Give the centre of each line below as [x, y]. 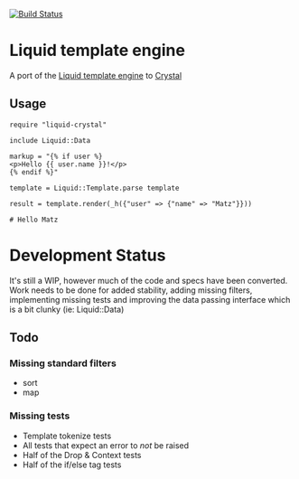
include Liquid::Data [50, 140]
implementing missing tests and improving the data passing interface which [150, 299]
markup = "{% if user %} [56, 156]
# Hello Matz [34, 220]
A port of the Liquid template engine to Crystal [96, 75]
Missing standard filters [63, 363]
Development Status [88, 255]
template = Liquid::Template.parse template [94, 188]
